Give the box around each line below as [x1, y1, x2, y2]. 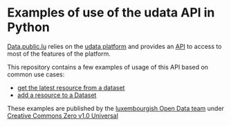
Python [7, 19, 50, 35]
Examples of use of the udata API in [7, 5, 215, 21]
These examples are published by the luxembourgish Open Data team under [7, 104, 225, 112]
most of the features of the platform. [7, 50, 111, 58]
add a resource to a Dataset [17, 91, 97, 99]
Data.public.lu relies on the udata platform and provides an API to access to [7, 42, 222, 50]
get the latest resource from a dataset [17, 83, 125, 92]
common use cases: [7, 70, 65, 78]
